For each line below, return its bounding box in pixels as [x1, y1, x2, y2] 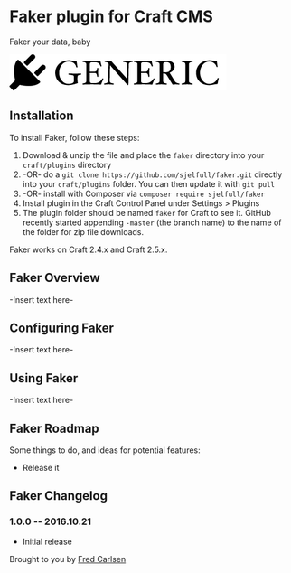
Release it [22, 463, 60, 473]
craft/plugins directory [22, 159, 112, 170]
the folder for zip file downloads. [22, 226, 145, 237]
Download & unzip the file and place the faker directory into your [22, 149, 265, 160]
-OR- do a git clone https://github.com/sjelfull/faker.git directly [22, 169, 283, 180]
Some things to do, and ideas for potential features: [9, 445, 201, 456]
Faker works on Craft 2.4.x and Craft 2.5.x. [9, 244, 168, 255]
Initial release [22, 536, 72, 547]
